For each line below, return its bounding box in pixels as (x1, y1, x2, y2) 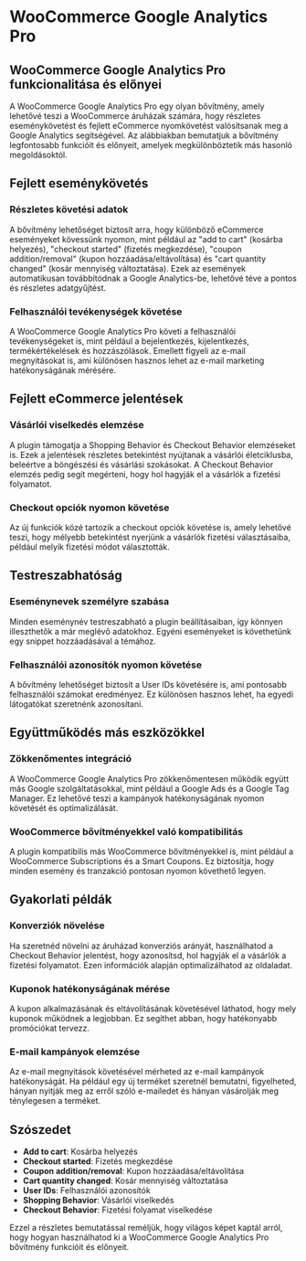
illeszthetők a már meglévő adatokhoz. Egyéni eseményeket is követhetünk (9, 625, 292, 636)
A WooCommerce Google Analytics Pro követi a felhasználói (9, 326, 237, 337)
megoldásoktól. (9, 149, 68, 160)
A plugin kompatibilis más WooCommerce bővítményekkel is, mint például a (9, 846, 294, 857)
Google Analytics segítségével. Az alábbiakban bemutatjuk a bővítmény (9, 130, 279, 141)
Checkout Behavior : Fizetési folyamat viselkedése (22, 1204, 213, 1215)
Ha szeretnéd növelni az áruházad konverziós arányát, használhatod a (9, 940, 274, 951)
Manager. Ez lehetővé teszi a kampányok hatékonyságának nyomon (9, 793, 265, 804)
